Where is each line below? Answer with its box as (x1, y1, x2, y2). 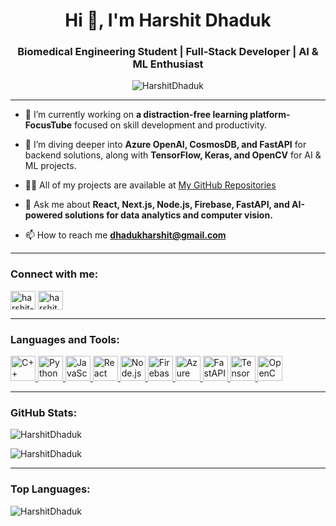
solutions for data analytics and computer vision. (64, 209, 273, 221)
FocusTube (24, 119, 73, 131)
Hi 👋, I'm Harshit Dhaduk (64, 9, 272, 32)
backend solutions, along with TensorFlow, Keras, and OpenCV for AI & (24, 149, 322, 161)
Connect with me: (10, 267, 99, 281)
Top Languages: (10, 482, 91, 496)
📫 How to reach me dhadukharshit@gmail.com (24, 229, 227, 241)
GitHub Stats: (10, 406, 78, 419)
